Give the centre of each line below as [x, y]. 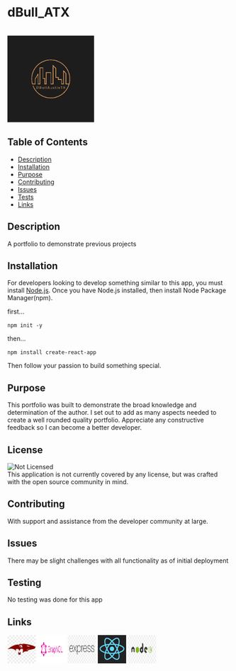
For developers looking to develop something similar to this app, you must [115, 283]
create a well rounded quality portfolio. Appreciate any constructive [106, 420]
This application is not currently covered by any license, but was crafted [113, 474]
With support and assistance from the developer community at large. [108, 521]
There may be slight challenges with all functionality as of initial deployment [118, 561]
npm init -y [25, 326]
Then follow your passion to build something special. [84, 366]
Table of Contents [48, 142]
